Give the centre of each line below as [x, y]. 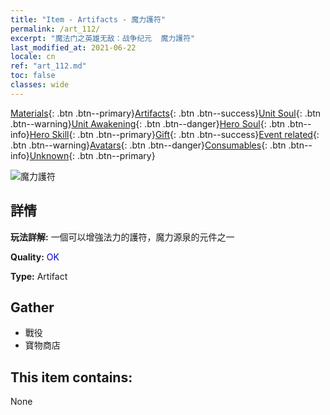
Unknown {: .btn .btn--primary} [92, 155]
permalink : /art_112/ [55, 29]
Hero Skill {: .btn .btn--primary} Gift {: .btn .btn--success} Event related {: [174, 134]
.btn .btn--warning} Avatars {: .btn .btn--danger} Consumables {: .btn [148, 145]
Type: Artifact [39, 276]
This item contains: [71, 377]
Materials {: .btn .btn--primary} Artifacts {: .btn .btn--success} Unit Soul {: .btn [166, 113]
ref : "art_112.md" [48, 66]
